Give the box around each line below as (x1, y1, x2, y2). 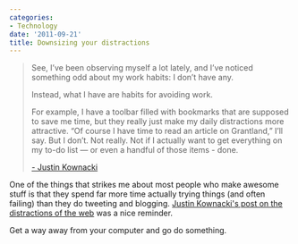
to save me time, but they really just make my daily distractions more (30, 116, 285, 127)
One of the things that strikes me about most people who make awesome (9, 180, 279, 190)
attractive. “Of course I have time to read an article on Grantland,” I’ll (30, 126, 284, 137)
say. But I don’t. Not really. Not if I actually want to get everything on (30, 135, 283, 146)
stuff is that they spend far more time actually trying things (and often (9, 189, 266, 199)
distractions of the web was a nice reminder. (9, 207, 173, 219)
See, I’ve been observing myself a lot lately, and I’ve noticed (30, 63, 253, 73)
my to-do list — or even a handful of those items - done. (30, 145, 239, 156)
